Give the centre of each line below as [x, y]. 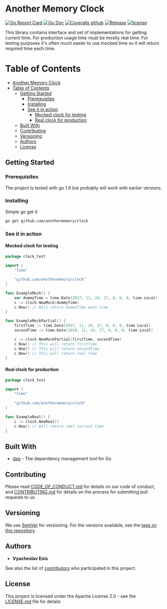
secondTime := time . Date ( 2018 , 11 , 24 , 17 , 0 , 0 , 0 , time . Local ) [84, 330]
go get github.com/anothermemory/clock [47, 221]
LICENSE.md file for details [33, 601]
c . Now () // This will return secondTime [57, 349]
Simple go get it [21, 212]
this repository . [21, 530]
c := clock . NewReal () [36, 422]
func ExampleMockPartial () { [35, 321]
